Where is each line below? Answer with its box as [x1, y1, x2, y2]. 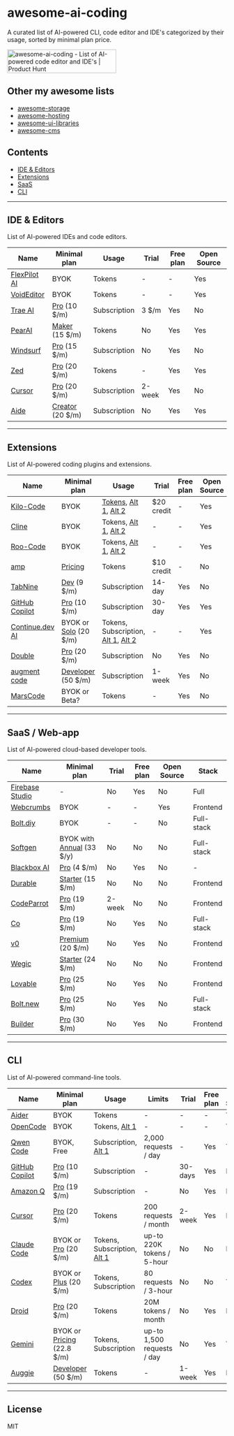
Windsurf [10, 346, 41, 356]
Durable [10, 878, 37, 888]
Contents [7, 147, 49, 159]
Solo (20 [61, 627, 90, 637]
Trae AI [10, 305, 35, 315]
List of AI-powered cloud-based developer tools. [7, 746, 148, 753]
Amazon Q [10, 1186, 45, 1196]
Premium [59, 934, 89, 944]
